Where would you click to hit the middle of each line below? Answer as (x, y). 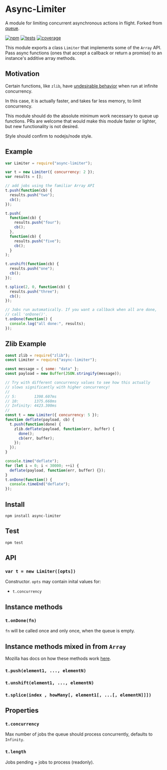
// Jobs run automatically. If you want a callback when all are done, (81, 310)
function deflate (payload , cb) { (40, 420)
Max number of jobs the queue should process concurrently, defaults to (79, 734)
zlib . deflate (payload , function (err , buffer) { (64, 429)
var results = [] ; (24, 177)
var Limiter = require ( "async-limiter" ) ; (49, 163)
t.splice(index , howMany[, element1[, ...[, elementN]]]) (78, 695)
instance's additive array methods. (41, 58)
